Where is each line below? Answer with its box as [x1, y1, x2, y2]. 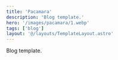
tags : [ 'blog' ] [6, 25, 44, 31]
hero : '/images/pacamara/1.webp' [6, 20, 90, 26]
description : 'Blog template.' [6, 14, 84, 20]
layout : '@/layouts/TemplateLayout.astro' [6, 31, 114, 37]
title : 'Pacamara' [6, 8, 52, 15]
